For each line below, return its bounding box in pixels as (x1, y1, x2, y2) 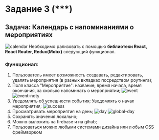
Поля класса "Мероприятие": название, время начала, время (12, 82, 142, 89)
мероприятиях (5, 30, 53, 39)
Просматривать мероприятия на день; (12, 109, 93, 115)
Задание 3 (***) (5, 3, 72, 15)
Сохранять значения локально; (12, 114, 78, 119)
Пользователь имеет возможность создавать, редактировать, (12, 72, 143, 78)
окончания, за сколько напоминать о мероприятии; (12, 88, 121, 93)
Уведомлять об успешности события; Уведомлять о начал (12, 98, 135, 104)
